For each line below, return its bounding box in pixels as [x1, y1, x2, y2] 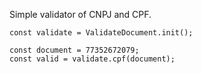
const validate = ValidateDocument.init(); [9, 28, 194, 38]
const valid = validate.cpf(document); [9, 54, 176, 64]
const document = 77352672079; [9, 45, 140, 55]
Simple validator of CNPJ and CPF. [9, 9, 152, 20]
